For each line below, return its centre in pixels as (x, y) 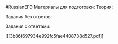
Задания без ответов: (29, 17)
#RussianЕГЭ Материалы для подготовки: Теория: (59, 7)
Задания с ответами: (28, 26)
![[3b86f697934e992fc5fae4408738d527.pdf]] (54, 36)
